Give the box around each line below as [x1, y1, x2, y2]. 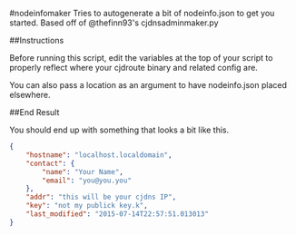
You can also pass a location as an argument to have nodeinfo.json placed [9, 80, 288, 90]
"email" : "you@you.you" [42, 176, 132, 185]
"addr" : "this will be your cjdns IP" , [25, 192, 177, 202]
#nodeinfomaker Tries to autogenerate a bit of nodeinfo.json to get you [9, 8, 275, 18]
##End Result [9, 107, 60, 117]
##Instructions [9, 35, 64, 45]
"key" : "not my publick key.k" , [25, 201, 148, 211]
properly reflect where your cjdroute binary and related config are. [9, 63, 259, 73]
